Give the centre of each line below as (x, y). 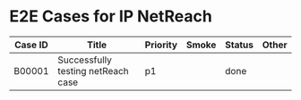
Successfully (85, 60)
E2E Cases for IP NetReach (111, 17)
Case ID (32, 45)
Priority (161, 45)
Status (239, 45)
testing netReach (94, 71)
